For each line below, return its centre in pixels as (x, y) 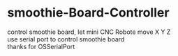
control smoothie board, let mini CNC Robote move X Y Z (89, 32)
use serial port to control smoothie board (66, 39)
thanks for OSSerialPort (41, 46)
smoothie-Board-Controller (88, 13)
